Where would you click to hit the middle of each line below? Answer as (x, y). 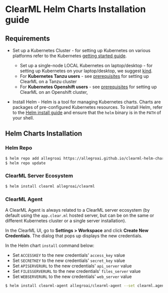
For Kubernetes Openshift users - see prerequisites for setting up (88, 87)
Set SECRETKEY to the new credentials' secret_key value (69, 260)
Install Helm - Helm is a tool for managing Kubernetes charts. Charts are (86, 102)
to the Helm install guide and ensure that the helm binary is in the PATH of (87, 112)
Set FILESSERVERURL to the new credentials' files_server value (76, 271)
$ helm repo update (25, 163)
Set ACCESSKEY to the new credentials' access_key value (69, 255)
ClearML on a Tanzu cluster (48, 82)
